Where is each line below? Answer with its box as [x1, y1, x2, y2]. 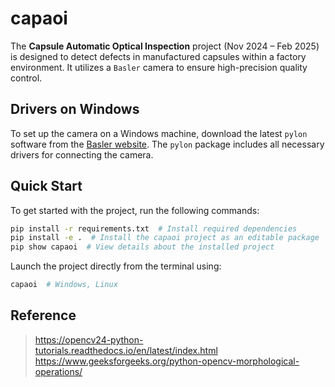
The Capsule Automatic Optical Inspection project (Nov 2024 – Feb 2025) [10, 40, 320, 52]
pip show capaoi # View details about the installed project [10, 242, 275, 252]
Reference [10, 307, 77, 324]
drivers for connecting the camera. [10, 148, 154, 161]
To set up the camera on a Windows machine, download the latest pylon [10, 127, 308, 139]
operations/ [34, 365, 83, 377]
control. [10, 72, 43, 84]
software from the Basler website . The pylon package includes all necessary [10, 138, 325, 150]
